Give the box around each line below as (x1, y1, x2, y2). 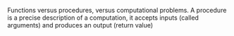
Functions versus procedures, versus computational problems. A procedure (7, 6, 227, 14)
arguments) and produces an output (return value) (7, 21, 154, 29)
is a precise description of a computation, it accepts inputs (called (7, 13, 199, 22)
